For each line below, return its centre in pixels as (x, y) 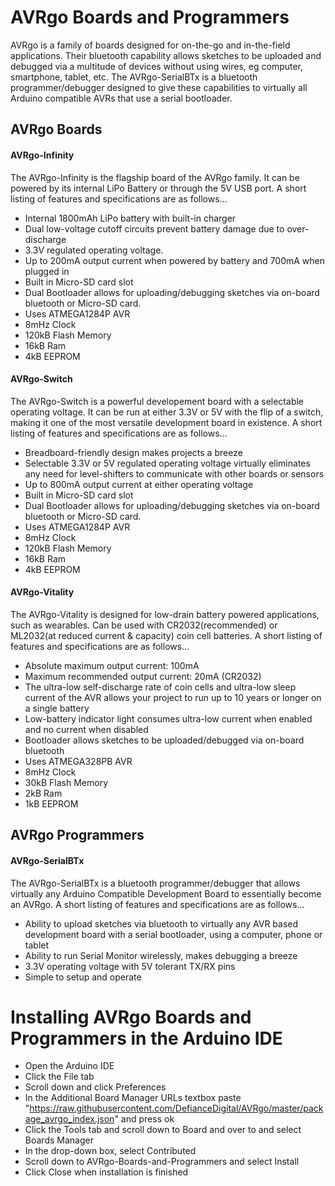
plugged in (47, 271)
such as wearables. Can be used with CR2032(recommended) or (144, 625)
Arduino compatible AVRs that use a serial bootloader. (121, 98)
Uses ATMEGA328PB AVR (78, 761)
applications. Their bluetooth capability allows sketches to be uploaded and (166, 55)
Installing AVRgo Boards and (131, 1017)
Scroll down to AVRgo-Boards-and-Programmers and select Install (162, 1162)
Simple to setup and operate (83, 977)
